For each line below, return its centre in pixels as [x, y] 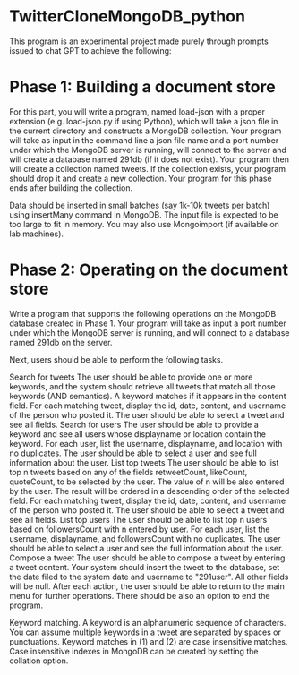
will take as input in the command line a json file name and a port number [144, 140]
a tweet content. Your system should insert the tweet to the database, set [145, 567]
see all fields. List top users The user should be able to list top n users [138, 519]
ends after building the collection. [71, 188]
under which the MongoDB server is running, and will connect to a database [149, 332]
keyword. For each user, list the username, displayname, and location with [146, 443]
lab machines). [37, 234]
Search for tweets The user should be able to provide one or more [131, 377]
